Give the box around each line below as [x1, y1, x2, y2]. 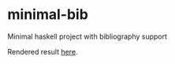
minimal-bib [7, 6, 88, 24]
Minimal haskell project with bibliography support [7, 32, 167, 41]
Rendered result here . [7, 47, 78, 56]
